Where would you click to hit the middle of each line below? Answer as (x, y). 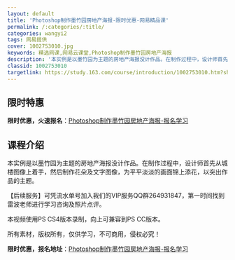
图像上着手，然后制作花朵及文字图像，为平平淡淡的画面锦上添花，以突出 (117, 172)
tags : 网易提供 (27, 40)
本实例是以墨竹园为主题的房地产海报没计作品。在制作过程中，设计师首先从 (114, 163)
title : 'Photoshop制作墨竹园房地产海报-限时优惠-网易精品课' (88, 20)
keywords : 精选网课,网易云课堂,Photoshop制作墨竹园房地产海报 (90, 53)
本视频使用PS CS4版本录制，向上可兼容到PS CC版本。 (86, 219)
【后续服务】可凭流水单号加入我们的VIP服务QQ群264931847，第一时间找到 (116, 196)
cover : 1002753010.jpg (40, 46)
